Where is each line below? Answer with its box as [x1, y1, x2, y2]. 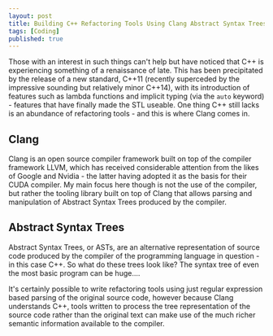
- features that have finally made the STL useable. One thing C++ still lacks [8, 100, 260, 110]
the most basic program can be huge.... [8, 268, 141, 277]
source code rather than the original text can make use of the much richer [8, 310, 256, 320]
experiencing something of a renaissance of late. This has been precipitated [8, 66, 263, 76]
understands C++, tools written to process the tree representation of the [8, 301, 250, 311]
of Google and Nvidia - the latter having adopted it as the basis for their [8, 172, 248, 181]
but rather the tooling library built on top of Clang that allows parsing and [8, 189, 253, 199]
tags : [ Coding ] [8, 27, 60, 35]
